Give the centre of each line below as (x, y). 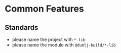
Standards (22, 28)
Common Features (44, 9)
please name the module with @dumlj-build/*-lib (64, 45)
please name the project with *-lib (49, 39)
